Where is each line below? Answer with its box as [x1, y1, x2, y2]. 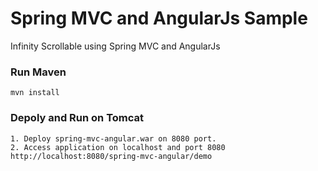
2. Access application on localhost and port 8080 [10, 142, 226, 152]
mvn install [10, 88, 60, 98]
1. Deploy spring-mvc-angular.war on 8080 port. [10, 133, 217, 144]
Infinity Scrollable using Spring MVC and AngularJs [10, 40, 221, 52]
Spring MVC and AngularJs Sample [10, 7, 308, 30]
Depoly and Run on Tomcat [10, 111, 145, 125]
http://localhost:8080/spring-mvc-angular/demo [10, 151, 213, 161]
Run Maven [10, 65, 67, 79]
